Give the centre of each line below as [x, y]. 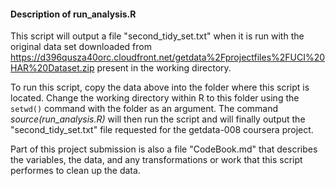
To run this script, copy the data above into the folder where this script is [160, 87]
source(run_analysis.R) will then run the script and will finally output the [158, 119]
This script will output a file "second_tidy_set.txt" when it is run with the [157, 36]
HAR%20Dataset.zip [52, 68]
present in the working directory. [164, 68]
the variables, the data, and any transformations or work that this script [156, 160]
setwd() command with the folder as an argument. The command [144, 109]
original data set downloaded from [81, 47]
